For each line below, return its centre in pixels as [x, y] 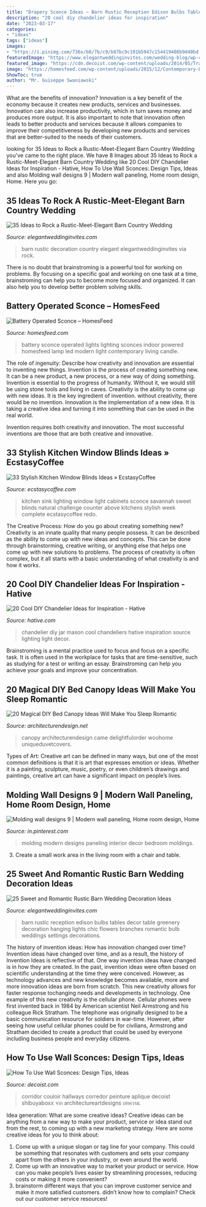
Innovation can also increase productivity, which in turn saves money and [99, 111]
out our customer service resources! [61, 1198]
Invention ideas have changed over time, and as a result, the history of [95, 954]
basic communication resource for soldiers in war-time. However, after [96, 1019]
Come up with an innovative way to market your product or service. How [107, 1166]
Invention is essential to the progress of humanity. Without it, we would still [101, 382]
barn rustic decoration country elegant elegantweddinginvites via [104, 248]
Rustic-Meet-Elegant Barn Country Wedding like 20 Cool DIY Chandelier [97, 162]
